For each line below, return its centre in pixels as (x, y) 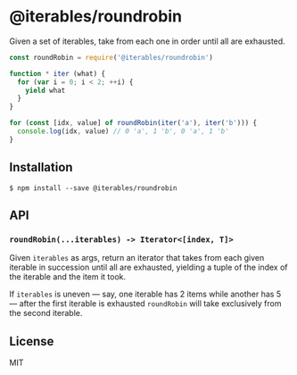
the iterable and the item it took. (68, 277)
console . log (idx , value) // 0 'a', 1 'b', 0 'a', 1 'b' (123, 131)
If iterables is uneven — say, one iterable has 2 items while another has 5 (145, 294)
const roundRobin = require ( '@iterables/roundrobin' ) (111, 57)
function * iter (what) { (57, 73)
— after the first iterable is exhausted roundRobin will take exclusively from (145, 304)
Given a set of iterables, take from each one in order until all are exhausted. (147, 41)
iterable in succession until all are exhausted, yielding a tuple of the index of (148, 267)
